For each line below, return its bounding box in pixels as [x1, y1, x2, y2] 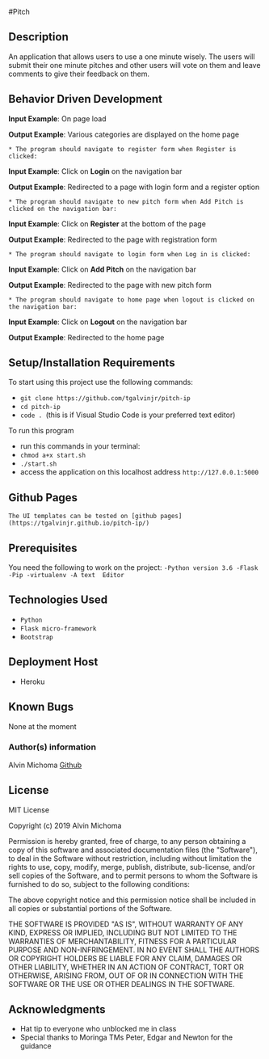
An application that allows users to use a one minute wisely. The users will [8, 52, 255, 61]
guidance [19, 1041, 52, 1051]
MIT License [8, 804, 50, 815]
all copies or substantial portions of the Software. [8, 903, 172, 913]
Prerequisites [8, 541, 78, 555]
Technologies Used [8, 593, 107, 607]
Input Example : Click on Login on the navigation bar [8, 166, 183, 176]
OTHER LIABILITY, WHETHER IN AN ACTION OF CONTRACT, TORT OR [8, 962, 244, 972]
